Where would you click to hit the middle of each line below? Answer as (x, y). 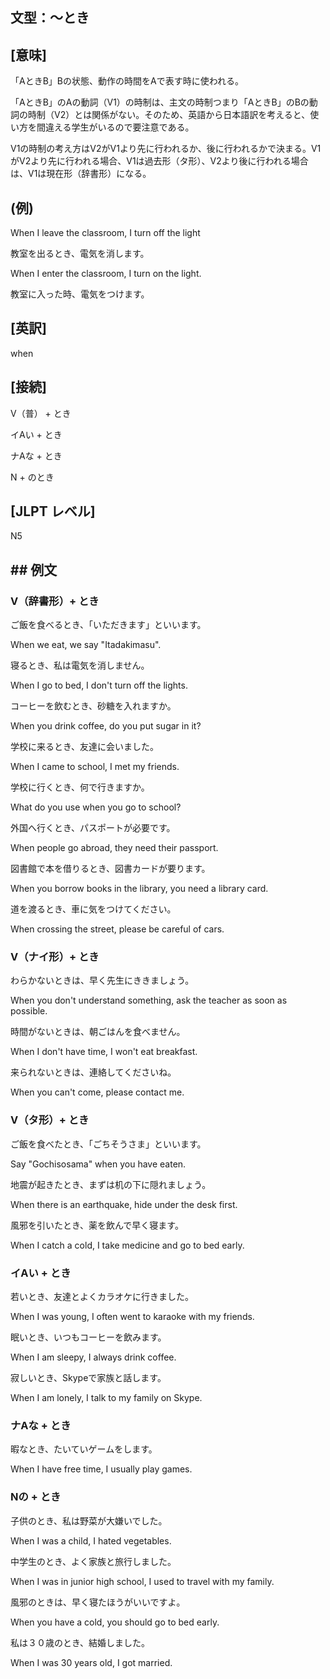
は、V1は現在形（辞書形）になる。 (81, 174)
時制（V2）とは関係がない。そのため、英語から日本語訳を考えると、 (169, 115)
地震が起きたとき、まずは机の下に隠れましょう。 (111, 1184)
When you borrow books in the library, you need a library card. (139, 889)
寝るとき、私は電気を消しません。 (80, 665)
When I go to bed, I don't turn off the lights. (99, 685)
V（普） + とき (41, 413)
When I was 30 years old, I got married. (91, 1662)
